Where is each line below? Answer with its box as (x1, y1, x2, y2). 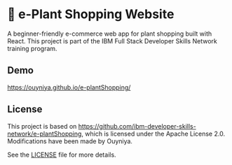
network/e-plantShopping (7, 129, 82, 138)
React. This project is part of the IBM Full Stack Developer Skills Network (7, 36, 217, 45)
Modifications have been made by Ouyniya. (7, 136, 133, 145)
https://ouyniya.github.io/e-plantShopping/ (7, 83, 131, 92)
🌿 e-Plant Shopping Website (7, 6, 175, 22)
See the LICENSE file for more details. (7, 150, 117, 159)
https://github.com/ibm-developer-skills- (78, 122, 196, 130)
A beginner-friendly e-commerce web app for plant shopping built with (7, 29, 212, 38)
